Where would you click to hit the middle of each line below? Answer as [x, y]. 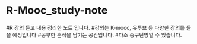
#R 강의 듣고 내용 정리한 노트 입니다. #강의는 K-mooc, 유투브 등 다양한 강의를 [96, 27]
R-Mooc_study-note [57, 10]
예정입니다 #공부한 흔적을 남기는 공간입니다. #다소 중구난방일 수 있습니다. [97, 35]
